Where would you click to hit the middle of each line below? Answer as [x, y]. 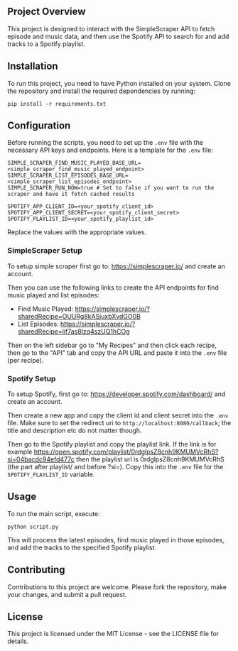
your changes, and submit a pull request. [67, 594]
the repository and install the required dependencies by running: [102, 91]
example [20, 452]
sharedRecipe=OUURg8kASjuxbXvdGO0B [79, 316]
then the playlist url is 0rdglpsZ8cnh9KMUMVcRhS [150, 459]
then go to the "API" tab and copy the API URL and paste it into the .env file [117, 352]
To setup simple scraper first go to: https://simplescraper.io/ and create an [116, 266]
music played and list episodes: [53, 295]
